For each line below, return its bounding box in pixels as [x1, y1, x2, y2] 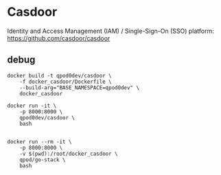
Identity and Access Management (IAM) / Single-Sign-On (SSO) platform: [7, 27, 215, 35]
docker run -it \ [7, 102, 57, 109]
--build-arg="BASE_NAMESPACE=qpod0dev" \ [19, 84, 139, 91]
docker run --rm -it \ [7, 138, 72, 145]
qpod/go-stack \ [19, 156, 67, 163]
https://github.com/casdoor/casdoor [7, 34, 110, 42]
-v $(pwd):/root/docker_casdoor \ [19, 150, 118, 157]
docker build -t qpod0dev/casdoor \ [7, 72, 112, 79]
